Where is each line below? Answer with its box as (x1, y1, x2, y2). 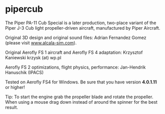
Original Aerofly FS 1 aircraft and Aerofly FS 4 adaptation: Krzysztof (5, 49, 143, 55)
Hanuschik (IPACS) (5, 69, 44, 75)
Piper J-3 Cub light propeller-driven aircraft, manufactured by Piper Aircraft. (5, 25, 161, 31)
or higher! (5, 84, 25, 90)
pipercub (5, 3, 43, 15)
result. (5, 104, 18, 110)
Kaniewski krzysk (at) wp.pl (5, 54, 61, 60)
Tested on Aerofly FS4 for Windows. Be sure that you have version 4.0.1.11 (5, 79, 157, 85)
